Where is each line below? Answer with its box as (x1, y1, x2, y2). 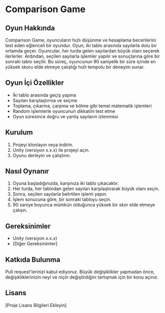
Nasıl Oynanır (5, 167, 49, 175)
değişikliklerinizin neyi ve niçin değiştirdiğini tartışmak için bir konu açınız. (5, 274, 159, 280)
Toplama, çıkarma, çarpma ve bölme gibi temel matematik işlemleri (12, 103, 152, 109)
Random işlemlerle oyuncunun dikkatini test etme (12, 108, 115, 114)
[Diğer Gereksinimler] (12, 241, 58, 247)
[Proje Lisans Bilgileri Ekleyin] (5, 302, 67, 308)
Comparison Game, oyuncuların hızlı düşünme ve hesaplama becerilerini (5, 37, 156, 43)
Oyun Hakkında (5, 24, 55, 32)
